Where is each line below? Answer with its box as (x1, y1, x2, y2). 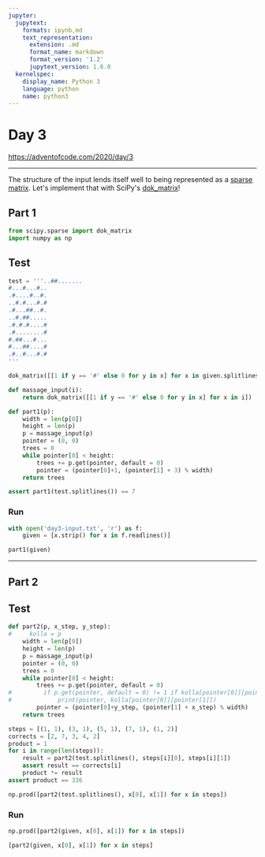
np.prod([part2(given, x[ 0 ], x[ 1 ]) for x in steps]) (8, 827, 185, 835)
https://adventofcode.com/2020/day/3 (8, 152, 134, 162)
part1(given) (8, 546, 51, 554)
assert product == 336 (8, 776, 83, 784)
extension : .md (28, 41, 80, 49)
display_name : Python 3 (22, 77, 101, 85)
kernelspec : (15, 70, 55, 78)
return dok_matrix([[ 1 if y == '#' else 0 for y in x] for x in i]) (22, 393, 252, 401)
